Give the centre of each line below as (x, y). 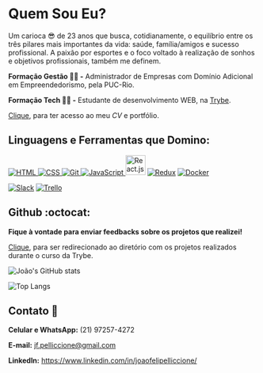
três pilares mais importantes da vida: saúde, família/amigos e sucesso (124, 44)
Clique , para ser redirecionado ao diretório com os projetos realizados (122, 247)
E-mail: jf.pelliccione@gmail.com (62, 345)
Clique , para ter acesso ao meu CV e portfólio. (84, 115)
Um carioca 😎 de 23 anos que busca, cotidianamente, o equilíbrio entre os (131, 36)
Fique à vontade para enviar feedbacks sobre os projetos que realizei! (126, 231)
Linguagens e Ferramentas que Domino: (109, 141)
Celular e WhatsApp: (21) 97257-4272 (71, 330)
